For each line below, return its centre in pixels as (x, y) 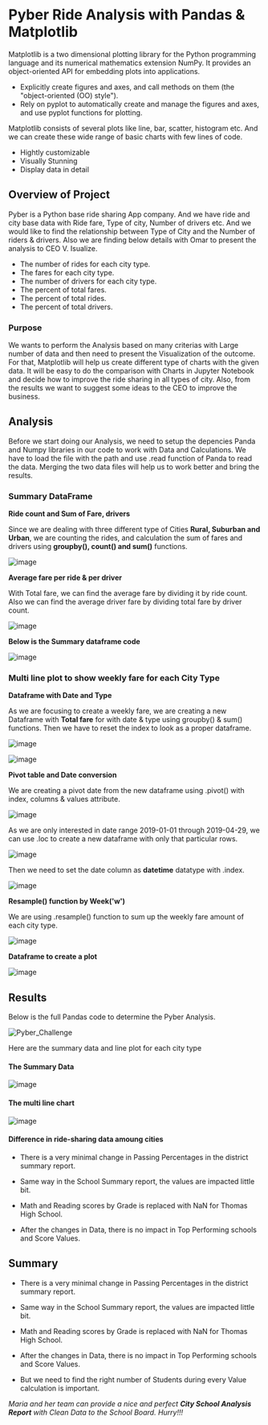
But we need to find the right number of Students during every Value (133, 1379)
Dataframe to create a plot (53, 956)
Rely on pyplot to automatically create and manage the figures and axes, (139, 104)
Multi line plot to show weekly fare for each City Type (114, 678)
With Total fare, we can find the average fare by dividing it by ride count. (128, 593)
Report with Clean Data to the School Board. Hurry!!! (96, 1412)
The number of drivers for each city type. (88, 281)
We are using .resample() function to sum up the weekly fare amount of (126, 917)
